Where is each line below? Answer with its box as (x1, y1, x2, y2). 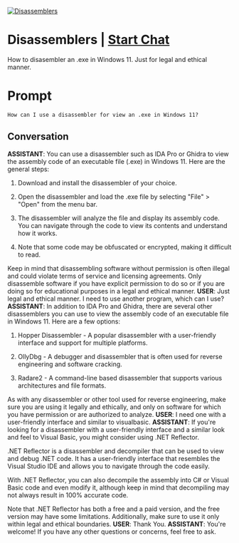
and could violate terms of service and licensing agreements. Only (7, 271, 202, 280)
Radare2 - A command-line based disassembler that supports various (17, 373, 223, 382)
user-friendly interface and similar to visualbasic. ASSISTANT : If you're (7, 418, 216, 426)
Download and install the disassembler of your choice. (17, 178, 177, 187)
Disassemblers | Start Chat (7, 32, 170, 48)
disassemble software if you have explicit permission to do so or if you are (7, 279, 225, 288)
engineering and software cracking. (17, 360, 122, 368)
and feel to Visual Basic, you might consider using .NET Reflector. (7, 433, 199, 441)
